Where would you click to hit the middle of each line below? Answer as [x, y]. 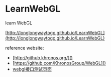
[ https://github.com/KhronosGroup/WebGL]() [59, 63]
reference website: [25, 48]
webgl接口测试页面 [32, 69]
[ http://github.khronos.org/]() [42, 57]
